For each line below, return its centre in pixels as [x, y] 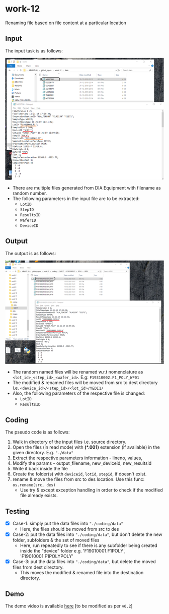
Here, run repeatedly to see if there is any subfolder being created [89, 545]
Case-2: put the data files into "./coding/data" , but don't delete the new [87, 534]
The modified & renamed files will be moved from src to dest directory [85, 383]
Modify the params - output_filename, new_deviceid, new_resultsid [82, 463]
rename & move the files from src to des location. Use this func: [78, 479]
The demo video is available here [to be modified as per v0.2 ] [69, 606]
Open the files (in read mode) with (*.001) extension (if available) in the [86, 447]
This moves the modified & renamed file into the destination [82, 573]
